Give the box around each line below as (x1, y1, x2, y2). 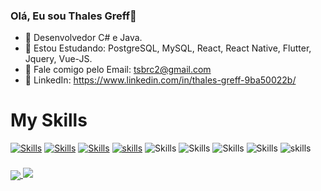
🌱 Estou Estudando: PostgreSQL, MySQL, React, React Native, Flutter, (24, 42, 312, 54)
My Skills (10, 109, 88, 132)
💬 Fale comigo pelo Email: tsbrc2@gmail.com (24, 64, 212, 76)
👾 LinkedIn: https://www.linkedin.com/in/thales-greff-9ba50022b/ (24, 74, 297, 86)
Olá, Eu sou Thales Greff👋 (10, 9, 137, 23)
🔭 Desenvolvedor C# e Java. (24, 32, 143, 44)
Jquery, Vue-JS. (24, 53, 93, 65)
